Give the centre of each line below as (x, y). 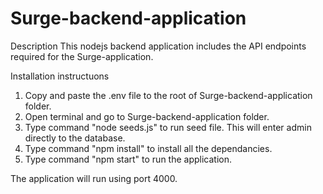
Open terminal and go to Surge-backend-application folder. (147, 116)
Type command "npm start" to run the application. (128, 159)
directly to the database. (75, 138)
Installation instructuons (60, 76)
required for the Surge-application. (82, 56)
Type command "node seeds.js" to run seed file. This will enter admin (168, 127)
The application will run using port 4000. (94, 178)
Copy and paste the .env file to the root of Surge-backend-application (168, 95)
